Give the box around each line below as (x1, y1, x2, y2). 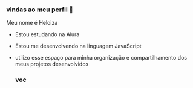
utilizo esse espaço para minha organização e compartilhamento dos (15, 54, 188, 61)
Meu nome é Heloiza (6, 19, 58, 27)
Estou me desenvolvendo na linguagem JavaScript (15, 42, 142, 50)
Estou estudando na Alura (15, 31, 80, 38)
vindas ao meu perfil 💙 (6, 5, 74, 14)
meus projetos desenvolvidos (15, 60, 89, 68)
